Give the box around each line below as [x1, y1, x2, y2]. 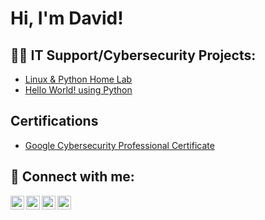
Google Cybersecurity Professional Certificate [24, 139, 215, 151]
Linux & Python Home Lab [24, 73, 133, 85]
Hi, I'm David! [10, 7, 124, 30]
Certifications [10, 113, 99, 130]
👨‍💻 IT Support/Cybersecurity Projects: [10, 47, 257, 64]
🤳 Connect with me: [10, 168, 135, 186]
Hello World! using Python [24, 84, 133, 96]
